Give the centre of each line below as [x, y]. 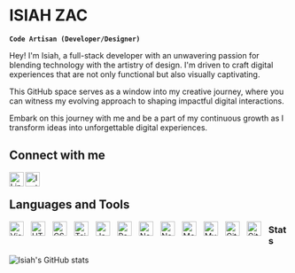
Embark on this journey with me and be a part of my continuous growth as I [147, 118]
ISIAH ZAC [49, 16]
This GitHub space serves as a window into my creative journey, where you [147, 91]
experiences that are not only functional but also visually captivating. [135, 74]
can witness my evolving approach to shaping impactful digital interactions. [147, 101]
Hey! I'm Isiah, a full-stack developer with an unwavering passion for [134, 55]
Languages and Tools [70, 205]
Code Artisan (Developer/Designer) [75, 39]
